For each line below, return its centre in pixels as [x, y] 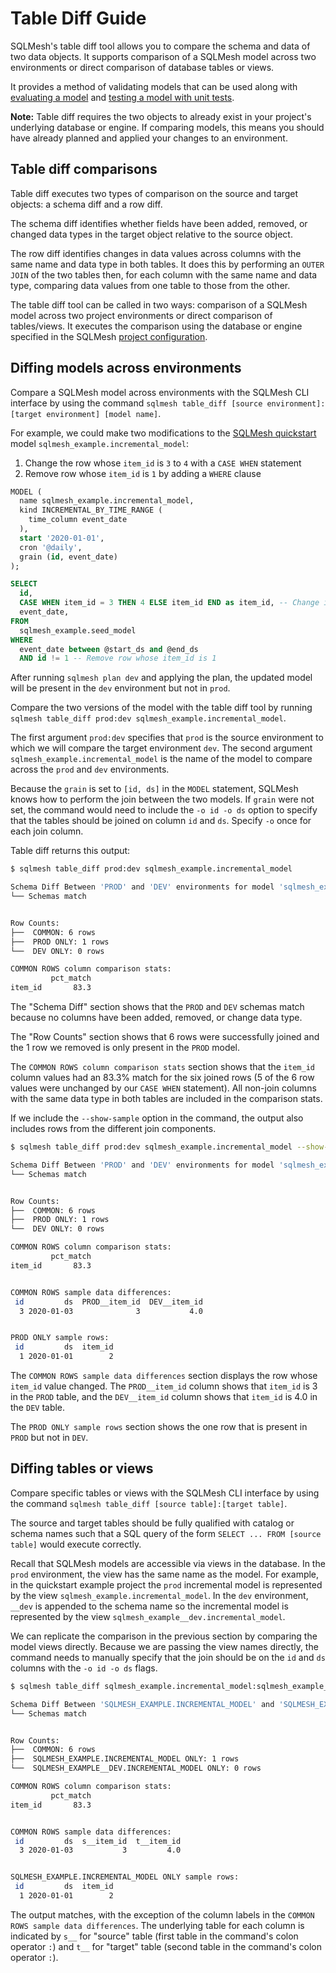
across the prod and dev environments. [90, 769]
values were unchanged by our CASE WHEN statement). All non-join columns [163, 1088]
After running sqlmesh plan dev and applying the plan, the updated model [161, 678]
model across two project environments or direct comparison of [141, 315]
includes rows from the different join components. [113, 1129]
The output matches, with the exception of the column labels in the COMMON [162, 1914]
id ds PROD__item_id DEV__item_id [108, 1302]
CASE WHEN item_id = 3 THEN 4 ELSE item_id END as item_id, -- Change [169, 603]
